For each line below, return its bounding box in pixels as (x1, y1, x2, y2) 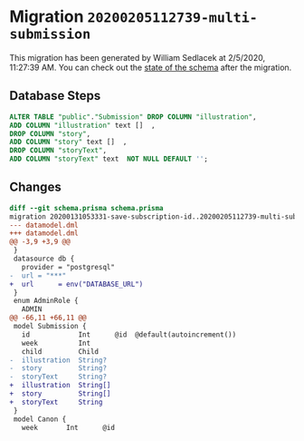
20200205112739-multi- (87, 9, 258, 26)
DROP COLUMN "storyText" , (9, 146, 107, 155)
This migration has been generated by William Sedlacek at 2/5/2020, (9, 52, 265, 63)
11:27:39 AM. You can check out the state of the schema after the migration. (9, 62, 292, 73)
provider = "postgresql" (21, 262, 116, 271)
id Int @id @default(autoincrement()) (21, 329, 237, 339)
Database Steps (9, 88, 101, 103)
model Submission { (13, 322, 88, 331)
